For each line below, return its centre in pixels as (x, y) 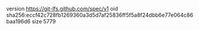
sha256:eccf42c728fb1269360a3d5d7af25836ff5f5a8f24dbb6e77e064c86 (100, 15)
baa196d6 (19, 21)
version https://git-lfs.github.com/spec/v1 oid (62, 9)
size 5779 (44, 21)
